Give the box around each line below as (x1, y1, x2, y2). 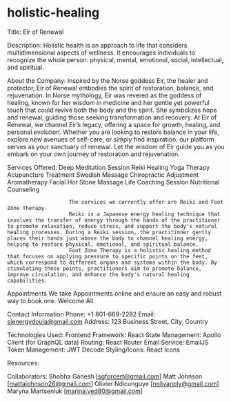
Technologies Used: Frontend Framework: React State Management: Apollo (7, 330, 221, 339)
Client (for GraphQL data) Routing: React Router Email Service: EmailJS (7, 338, 209, 346)
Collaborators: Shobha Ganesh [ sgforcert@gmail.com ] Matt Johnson (7, 372, 203, 381)
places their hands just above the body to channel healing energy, (7, 235, 208, 242)
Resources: (7, 358, 39, 367)
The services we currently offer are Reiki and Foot (68, 198, 224, 205)
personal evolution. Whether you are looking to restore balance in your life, (7, 128, 219, 136)
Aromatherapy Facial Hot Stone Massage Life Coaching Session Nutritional (7, 178, 220, 186)
